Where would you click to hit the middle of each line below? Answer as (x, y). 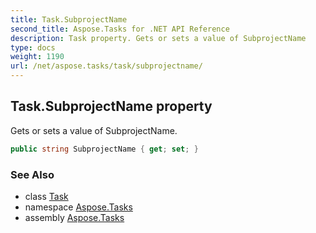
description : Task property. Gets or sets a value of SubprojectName (158, 38)
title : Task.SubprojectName (69, 19)
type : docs (33, 47)
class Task (46, 196)
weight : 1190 (37, 57)
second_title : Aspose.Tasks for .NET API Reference (120, 29)
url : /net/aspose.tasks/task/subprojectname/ (106, 66)
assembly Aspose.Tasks (74, 217)
